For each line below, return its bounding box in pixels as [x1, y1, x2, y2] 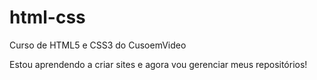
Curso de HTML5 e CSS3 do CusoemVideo [9, 39, 187, 51]
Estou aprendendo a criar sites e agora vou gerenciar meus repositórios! [9, 58, 308, 70]
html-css [9, 6, 86, 29]
